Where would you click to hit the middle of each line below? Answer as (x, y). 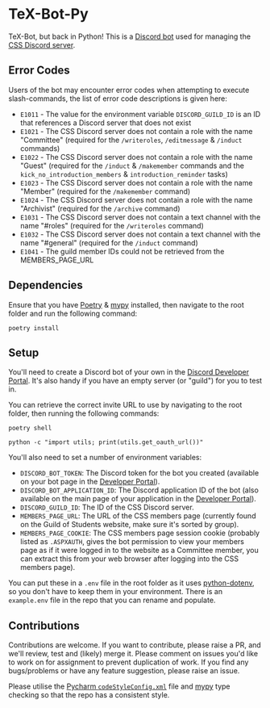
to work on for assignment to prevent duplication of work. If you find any (129, 662)
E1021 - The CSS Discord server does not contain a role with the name (136, 131)
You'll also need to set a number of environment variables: (105, 458)
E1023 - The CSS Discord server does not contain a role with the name (136, 182)
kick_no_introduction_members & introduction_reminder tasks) (124, 174)
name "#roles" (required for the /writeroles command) (112, 225)
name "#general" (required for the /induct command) (109, 242)
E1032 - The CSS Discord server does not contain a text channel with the (140, 234)
